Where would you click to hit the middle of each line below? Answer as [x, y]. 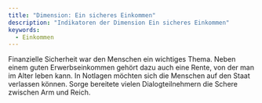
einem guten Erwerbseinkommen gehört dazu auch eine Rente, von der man [131, 68]
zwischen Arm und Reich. [49, 92]
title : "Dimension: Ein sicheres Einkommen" [82, 15]
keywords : [24, 30]
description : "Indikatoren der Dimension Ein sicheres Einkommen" [119, 23]
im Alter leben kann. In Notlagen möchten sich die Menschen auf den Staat [129, 76]
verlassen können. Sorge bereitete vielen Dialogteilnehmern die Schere [123, 84]
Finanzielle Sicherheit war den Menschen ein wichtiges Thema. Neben [122, 59]
